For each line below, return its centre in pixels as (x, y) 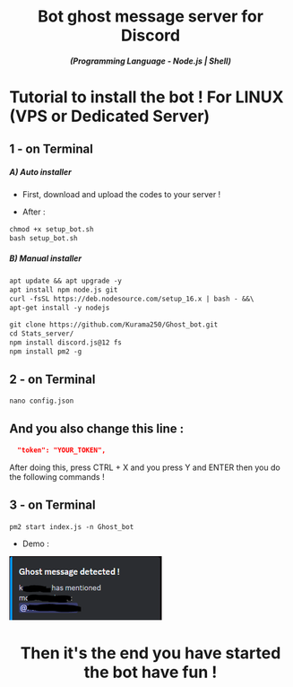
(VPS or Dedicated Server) (110, 116)
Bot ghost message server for (151, 17)
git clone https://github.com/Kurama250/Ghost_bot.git (114, 325)
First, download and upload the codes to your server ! (121, 195)
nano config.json (42, 401)
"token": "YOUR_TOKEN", (61, 450)
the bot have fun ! (151, 672)
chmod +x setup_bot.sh (52, 230)
